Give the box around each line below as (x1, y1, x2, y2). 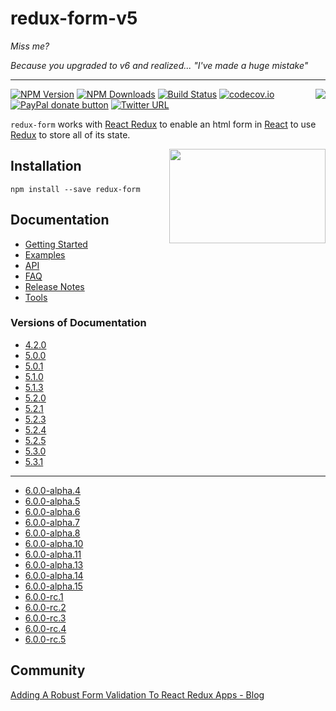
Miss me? (10, 40, 50, 52)
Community (10, 662, 86, 679)
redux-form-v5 (10, 7, 138, 30)
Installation (10, 158, 82, 175)
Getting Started (24, 238, 88, 250)
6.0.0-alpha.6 (24, 505, 81, 517)
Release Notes (24, 280, 85, 292)
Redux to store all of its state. (10, 128, 131, 141)
